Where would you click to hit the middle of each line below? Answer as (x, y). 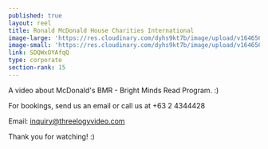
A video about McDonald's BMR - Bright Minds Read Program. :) (114, 90)
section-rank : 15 (37, 68)
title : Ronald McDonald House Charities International (101, 30)
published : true (35, 16)
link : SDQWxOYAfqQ (39, 53)
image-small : (30, 45)
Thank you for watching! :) (52, 136)
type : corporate (35, 61)
